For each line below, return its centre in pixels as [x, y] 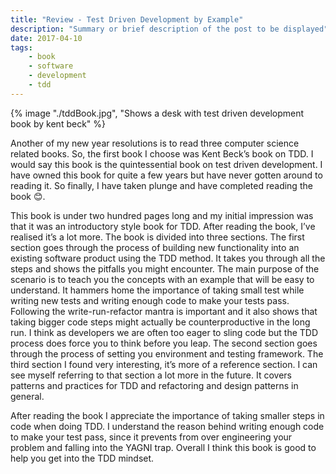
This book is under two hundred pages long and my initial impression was [162, 215]
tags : [21, 47]
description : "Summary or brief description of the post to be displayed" [169, 29]
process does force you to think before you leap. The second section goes [164, 343]
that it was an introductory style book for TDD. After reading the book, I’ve [163, 226]
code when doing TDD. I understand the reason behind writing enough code [167, 426]
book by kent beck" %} [58, 123]
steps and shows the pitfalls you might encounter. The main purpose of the [165, 268]
